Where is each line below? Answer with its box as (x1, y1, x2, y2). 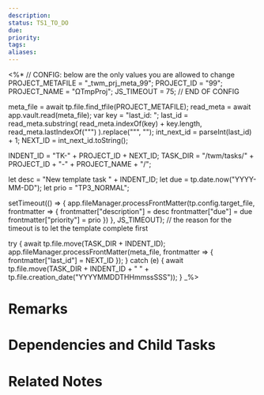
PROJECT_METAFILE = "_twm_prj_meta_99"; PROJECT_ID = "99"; (8, 78, 223, 88)
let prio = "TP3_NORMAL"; (43, 183, 130, 192)
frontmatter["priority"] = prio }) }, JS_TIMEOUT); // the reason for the (8, 215, 232, 224)
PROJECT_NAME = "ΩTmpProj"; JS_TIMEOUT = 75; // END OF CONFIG (8, 87, 239, 96)
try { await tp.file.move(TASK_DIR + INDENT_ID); (8, 239, 166, 248)
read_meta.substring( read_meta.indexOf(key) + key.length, (8, 119, 203, 128)
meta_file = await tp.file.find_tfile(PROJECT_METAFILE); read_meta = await (8, 102, 251, 111)
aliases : (8, 48, 37, 56)
